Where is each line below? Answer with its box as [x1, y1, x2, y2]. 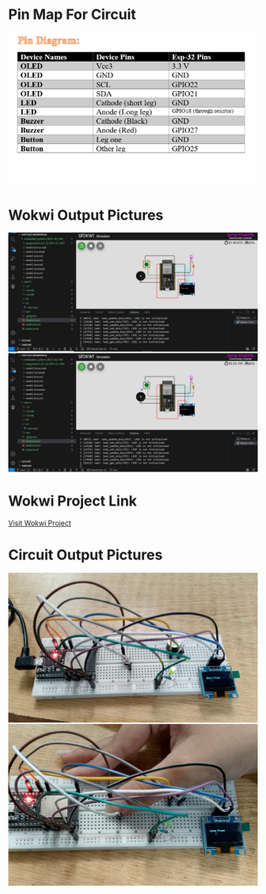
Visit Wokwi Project [8, 518, 71, 528]
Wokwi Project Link [8, 492, 137, 510]
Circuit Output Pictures [8, 546, 163, 563]
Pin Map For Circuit [8, 6, 137, 24]
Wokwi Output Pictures [8, 206, 164, 224]
